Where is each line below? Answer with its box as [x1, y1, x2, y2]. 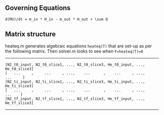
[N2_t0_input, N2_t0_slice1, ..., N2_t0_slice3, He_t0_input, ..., [5, 62, 145, 67]
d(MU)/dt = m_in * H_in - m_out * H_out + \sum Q [5, 17, 108, 21]
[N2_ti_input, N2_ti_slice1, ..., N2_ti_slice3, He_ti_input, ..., [5, 79, 145, 84]
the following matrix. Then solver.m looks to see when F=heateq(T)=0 [5, 48, 143, 54]
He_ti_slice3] [5, 83, 34, 88]
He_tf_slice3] [5, 100, 34, 105]
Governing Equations [5, 4, 71, 12]
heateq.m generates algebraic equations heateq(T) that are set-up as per [5, 43, 152, 49]
